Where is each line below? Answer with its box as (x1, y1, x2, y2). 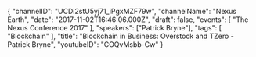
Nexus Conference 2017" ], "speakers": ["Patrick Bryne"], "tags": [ (7, 23, 222, 32)
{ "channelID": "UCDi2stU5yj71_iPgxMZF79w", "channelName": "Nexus (7, 7, 236, 16)
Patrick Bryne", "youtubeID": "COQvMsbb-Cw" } (7, 40, 164, 49)
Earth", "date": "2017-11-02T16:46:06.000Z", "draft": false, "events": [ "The (7, 15, 249, 24)
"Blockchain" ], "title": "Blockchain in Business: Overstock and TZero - (7, 31, 234, 41)
